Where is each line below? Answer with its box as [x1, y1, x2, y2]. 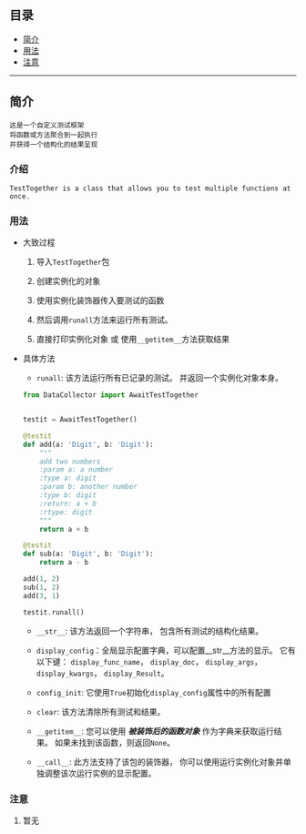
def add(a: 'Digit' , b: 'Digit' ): [22, 440, 154, 449]
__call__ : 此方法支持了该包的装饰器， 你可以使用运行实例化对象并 [36, 756, 284, 767]
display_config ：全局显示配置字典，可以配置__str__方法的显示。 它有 [36, 645, 296, 656]
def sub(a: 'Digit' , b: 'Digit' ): [22, 549, 154, 559]
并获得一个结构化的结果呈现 [9, 139, 98, 149]
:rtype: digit [39, 507, 93, 516]
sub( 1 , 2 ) [22, 583, 61, 592]
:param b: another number [39, 483, 138, 492]
